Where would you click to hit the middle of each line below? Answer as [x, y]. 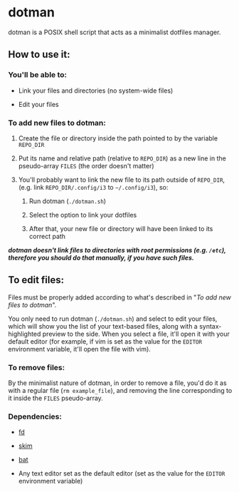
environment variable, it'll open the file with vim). [80, 349]
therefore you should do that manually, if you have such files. [101, 257]
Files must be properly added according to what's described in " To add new [120, 297]
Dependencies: [35, 416]
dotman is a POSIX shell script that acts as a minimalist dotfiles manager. [115, 32]
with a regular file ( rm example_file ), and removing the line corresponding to [120, 391]
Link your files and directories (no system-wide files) [96, 91]
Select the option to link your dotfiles [83, 215]
